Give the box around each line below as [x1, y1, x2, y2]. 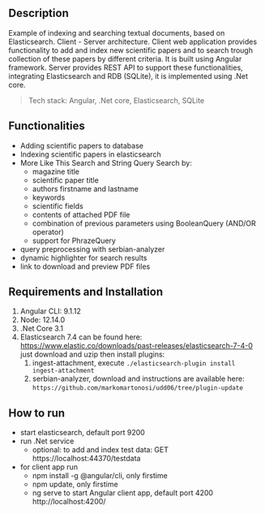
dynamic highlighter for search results [19, 253, 147, 262]
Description [8, 6, 69, 20]
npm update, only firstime [32, 479, 119, 490]
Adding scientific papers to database [19, 140, 144, 150]
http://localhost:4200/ [32, 497, 106, 507]
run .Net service [19, 436, 75, 446]
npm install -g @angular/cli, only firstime [32, 471, 168, 481]
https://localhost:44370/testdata [32, 454, 141, 464]
